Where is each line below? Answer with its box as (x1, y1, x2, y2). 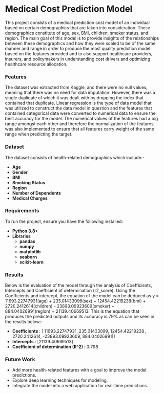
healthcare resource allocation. (5, 61, 68, 67)
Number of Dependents (12, 190, 61, 196)
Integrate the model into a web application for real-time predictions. (12, 383, 148, 389)
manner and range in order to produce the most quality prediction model (5, 45, 151, 51)
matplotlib (19, 248, 41, 255)
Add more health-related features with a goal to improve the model (12, 367, 146, 373)
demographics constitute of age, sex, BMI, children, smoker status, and (5, 30, 149, 36)
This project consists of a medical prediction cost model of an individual (5, 20, 150, 25)
